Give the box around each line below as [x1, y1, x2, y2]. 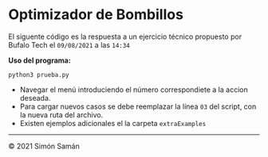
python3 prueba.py [8, 71, 69, 78]
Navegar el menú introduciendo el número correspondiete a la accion [19, 85, 249, 94]
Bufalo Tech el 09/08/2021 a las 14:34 [8, 40, 130, 49]
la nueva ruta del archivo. [19, 109, 104, 120]
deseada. [19, 93, 51, 102]
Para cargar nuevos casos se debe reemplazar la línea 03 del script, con [19, 101, 257, 111]
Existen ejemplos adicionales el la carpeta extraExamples [19, 118, 207, 128]
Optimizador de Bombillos [8, 6, 183, 24]
